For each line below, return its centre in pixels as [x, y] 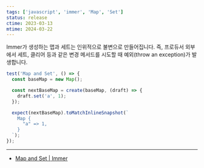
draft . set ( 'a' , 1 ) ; [42, 96]
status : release [27, 18]
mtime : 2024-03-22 [29, 29]
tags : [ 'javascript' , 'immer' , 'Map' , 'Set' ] [65, 12]
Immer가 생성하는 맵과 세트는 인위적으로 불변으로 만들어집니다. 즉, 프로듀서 [95, 47]
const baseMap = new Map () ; [47, 80]
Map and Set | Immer [41, 158]
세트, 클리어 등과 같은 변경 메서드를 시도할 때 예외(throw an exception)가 [104, 55]
